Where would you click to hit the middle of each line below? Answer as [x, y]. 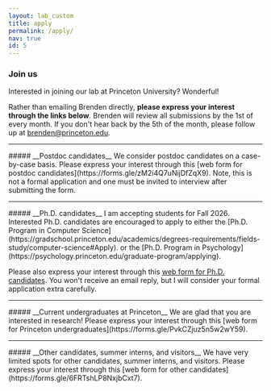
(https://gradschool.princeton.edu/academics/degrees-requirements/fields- [134, 239]
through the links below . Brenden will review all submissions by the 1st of [131, 116]
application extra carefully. [52, 289]
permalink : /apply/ [41, 31]
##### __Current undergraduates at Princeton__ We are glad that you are [130, 312]
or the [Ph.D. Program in [160, 247]
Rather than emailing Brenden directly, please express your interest [122, 107]
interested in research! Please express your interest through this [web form [133, 321]
